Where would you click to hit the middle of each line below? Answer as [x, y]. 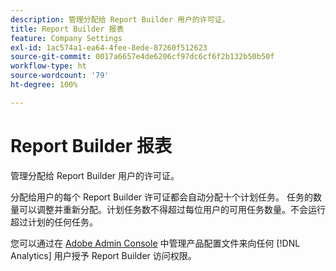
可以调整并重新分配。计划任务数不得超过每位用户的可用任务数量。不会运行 [172, 209]
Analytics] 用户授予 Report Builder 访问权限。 [103, 255]
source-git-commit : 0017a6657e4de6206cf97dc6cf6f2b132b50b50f [142, 57]
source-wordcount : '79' [60, 76]
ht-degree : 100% [44, 85]
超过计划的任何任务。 [54, 222]
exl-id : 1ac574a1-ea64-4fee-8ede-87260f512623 [109, 47]
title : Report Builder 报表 [67, 29]
